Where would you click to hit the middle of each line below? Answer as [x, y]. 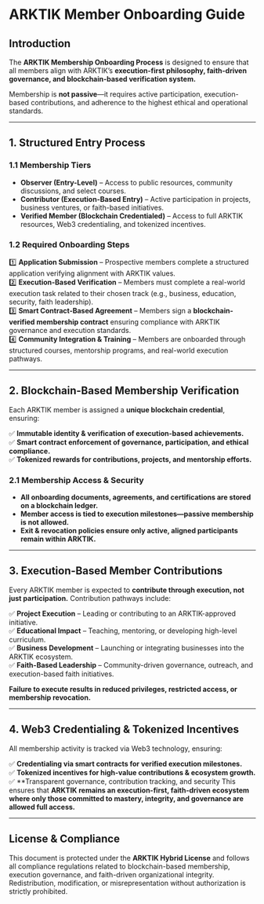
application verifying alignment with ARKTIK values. [92, 273]
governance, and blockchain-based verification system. [103, 79]
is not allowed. [45, 522]
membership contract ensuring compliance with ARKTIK [128, 322]
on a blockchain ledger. [59, 506]
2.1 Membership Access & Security [76, 480]
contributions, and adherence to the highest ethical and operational [139, 102]
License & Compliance [65, 839]
